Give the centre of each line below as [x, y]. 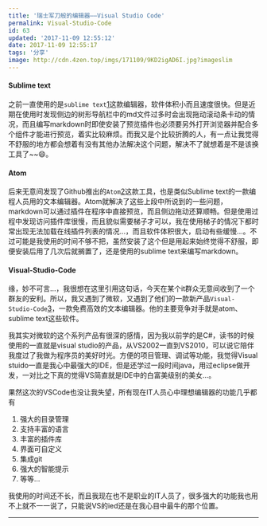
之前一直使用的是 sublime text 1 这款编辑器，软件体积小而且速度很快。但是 [128, 104]
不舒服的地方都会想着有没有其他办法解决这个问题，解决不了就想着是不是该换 [133, 144]
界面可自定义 [41, 449]
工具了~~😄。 [31, 154]
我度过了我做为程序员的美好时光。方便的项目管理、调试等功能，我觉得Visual [133, 355]
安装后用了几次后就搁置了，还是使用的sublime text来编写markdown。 [129, 251]
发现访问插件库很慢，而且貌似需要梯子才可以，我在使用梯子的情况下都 [137, 222]
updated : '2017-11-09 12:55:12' [62, 38]
